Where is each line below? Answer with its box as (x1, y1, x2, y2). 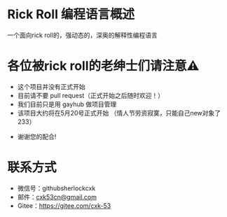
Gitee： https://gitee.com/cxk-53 (17, 201, 111, 210)
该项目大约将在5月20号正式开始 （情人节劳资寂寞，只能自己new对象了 (17, 108, 221, 117)
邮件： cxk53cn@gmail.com (17, 192, 97, 201)
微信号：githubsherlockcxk (17, 183, 96, 192)
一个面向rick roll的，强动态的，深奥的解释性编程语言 (7, 31, 158, 39)
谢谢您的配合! (17, 132, 57, 141)
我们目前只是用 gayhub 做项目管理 (17, 99, 117, 108)
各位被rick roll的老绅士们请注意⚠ (7, 58, 200, 74)
